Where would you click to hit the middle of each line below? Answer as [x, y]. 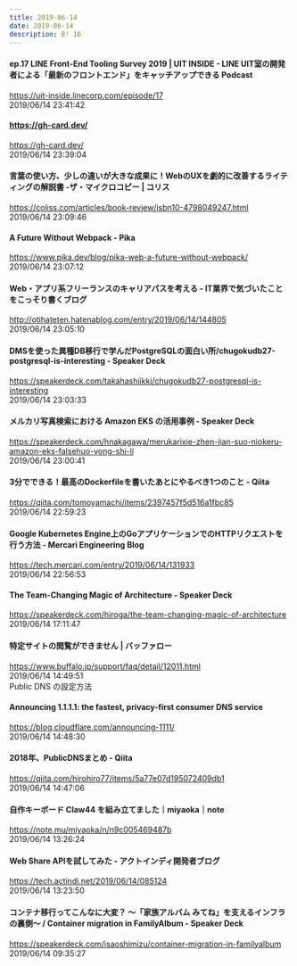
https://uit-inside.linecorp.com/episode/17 [86, 95]
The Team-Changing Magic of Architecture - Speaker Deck [121, 595]
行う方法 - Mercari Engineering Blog [77, 544]
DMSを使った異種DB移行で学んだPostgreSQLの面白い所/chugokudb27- [143, 351]
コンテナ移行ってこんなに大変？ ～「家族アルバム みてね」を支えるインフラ [147, 912]
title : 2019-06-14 [43, 17]
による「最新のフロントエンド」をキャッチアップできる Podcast [135, 74]
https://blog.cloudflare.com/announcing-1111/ [92, 727]
